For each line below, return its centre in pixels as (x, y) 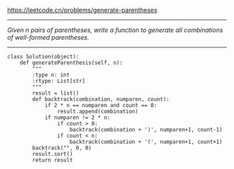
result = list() (56, 93)
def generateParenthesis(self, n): (71, 63)
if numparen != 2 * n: (77, 118)
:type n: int (51, 75)
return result (53, 160)
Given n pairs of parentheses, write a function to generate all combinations (115, 30)
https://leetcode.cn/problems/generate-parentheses (83, 10)
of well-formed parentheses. (48, 37)
